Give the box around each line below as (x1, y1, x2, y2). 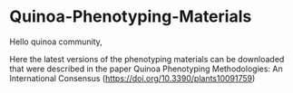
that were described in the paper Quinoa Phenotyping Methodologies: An (9, 63, 283, 74)
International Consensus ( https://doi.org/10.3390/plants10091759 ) (9, 72, 256, 83)
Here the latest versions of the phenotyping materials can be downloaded (9, 53, 285, 64)
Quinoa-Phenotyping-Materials (9, 6, 252, 27)
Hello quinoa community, (9, 36, 103, 47)
